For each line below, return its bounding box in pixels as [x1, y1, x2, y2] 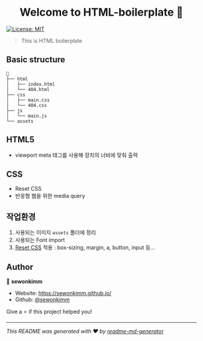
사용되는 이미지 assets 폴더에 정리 [14, 229, 97, 236]
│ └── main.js [6, 113, 47, 119]
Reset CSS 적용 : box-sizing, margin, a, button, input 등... [14, 244, 155, 251]
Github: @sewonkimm [14, 296, 70, 303]
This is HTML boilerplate [21, 37, 83, 44]
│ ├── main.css [6, 97, 50, 103]
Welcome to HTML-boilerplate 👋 [19, 5, 184, 19]
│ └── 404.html [6, 86, 50, 92]
